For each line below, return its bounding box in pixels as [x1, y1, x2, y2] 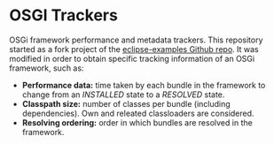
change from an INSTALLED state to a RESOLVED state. [21, 89, 225, 100]
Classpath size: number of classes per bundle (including [21, 98, 231, 109]
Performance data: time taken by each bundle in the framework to [21, 80, 266, 90]
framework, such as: [9, 63, 84, 73]
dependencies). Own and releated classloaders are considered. [21, 108, 254, 118]
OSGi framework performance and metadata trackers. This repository [9, 34, 263, 45]
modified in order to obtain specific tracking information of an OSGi [9, 53, 255, 64]
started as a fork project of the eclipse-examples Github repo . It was [9, 43, 259, 54]
